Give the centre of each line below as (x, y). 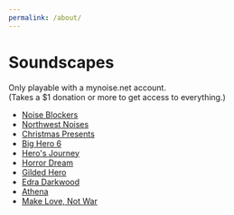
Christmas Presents (58, 134)
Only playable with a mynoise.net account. (87, 88)
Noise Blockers (50, 115)
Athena (35, 192)
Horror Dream (47, 163)
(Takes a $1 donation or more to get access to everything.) (117, 97)
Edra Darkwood (51, 182)
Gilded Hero (44, 172)
